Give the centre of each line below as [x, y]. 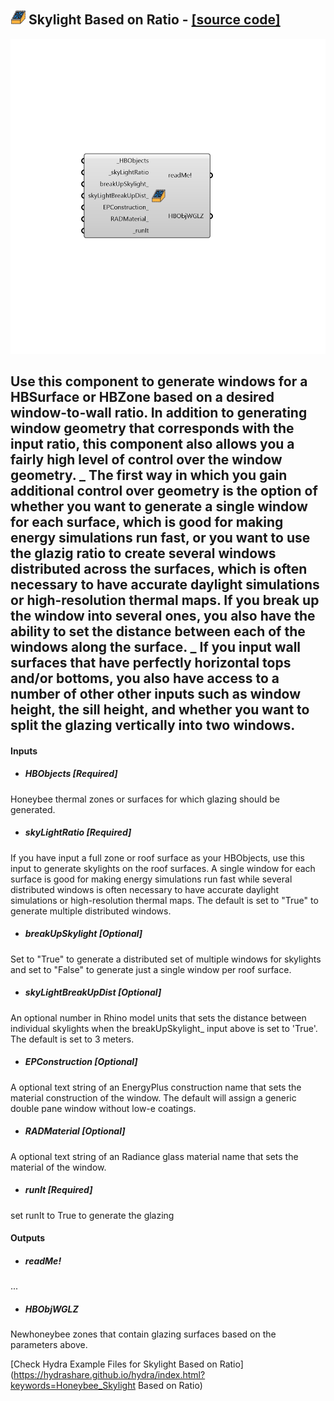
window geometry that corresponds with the [152, 428]
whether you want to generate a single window [159, 506]
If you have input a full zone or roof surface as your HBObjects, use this [157, 857]
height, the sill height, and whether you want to [160, 710]
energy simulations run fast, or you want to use [160, 538]
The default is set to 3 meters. [72, 1039]
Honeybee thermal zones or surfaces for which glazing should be [145, 799]
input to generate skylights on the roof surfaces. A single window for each [163, 868]
